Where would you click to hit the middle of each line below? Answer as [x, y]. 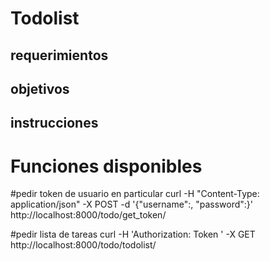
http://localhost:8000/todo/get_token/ [88, 215]
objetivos [40, 88]
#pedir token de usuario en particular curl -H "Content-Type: [135, 194]
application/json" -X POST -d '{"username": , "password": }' [131, 204]
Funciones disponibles [106, 166]
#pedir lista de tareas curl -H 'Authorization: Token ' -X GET [133, 234]
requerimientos [59, 55]
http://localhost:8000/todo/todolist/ [83, 245]
